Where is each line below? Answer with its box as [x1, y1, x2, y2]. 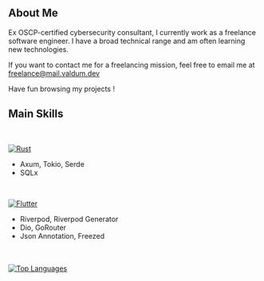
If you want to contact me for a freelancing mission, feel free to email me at [8, 60, 255, 69]
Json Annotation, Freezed [19, 231, 105, 240]
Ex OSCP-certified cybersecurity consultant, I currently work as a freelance [8, 27, 257, 37]
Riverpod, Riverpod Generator [19, 214, 119, 224]
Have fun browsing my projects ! [8, 84, 116, 93]
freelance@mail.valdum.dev [8, 68, 100, 78]
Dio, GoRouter [19, 223, 66, 232]
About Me [8, 6, 58, 20]
